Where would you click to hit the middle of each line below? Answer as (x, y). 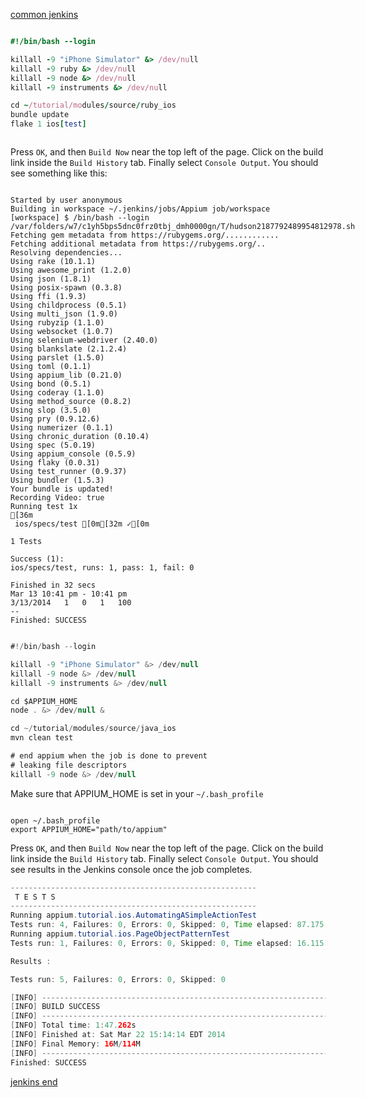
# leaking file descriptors (69, 765)
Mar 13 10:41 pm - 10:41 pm (69, 594)
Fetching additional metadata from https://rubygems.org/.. (138, 244)
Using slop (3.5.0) (51, 410)
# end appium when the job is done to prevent (109, 756)
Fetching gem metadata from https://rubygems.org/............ (145, 235)
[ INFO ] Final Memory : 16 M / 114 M (75, 1044)
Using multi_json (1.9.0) (64, 314)
